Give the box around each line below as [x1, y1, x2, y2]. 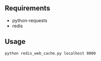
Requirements [5, 4, 50, 13]
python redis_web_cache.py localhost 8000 [5, 50, 96, 56]
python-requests [12, 17, 48, 23]
